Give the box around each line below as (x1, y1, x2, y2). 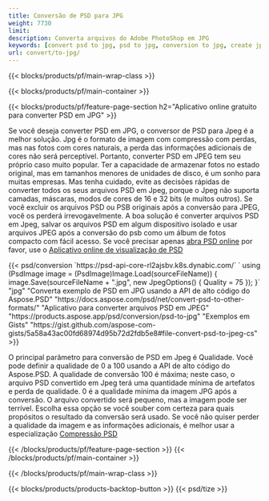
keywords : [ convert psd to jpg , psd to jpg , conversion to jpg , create (8, 42, 252, 50)
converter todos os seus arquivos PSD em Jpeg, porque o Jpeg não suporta (8, 186, 260, 194)
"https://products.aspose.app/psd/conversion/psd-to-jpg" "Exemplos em (8, 311, 251, 321)
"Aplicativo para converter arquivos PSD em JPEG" (41, 303, 210, 312)
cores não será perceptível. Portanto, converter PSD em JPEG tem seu (8, 151, 242, 161)
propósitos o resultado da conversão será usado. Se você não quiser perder (8, 412, 260, 421)
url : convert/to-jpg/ (8, 49, 81, 57)
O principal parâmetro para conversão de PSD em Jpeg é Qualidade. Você (8, 353, 254, 362)
